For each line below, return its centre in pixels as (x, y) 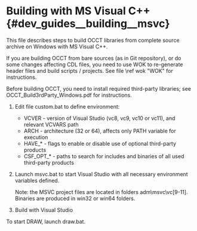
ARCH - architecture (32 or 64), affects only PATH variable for (100, 131)
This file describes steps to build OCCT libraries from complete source (93, 40)
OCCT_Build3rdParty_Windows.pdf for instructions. (69, 95)
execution (36, 137)
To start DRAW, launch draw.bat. (46, 221)
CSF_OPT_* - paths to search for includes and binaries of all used (104, 156)
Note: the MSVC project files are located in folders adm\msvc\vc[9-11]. (101, 192)
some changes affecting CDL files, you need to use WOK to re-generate (95, 64)
